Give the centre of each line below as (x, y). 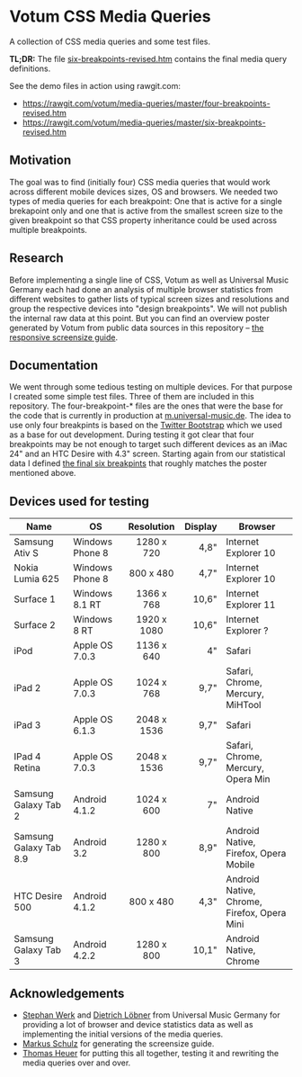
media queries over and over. (76, 1063)
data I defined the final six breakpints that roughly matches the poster (138, 463)
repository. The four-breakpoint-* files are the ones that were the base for (147, 406)
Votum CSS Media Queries (110, 17)
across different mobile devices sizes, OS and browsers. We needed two (144, 192)
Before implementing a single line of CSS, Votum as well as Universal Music (149, 280)
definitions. (30, 68)
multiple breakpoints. (49, 229)
